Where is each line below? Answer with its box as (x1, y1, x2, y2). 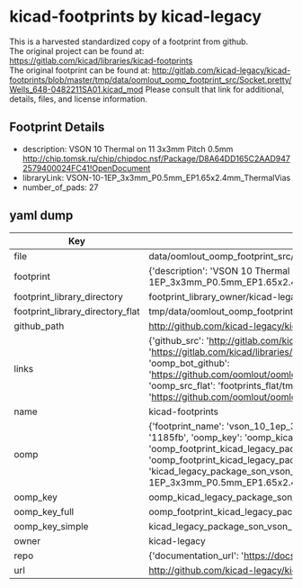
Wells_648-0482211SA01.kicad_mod (9, 84, 144, 95)
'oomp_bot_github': (147, 357, 230, 369)
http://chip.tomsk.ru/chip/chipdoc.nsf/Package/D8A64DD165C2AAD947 (22, 153, 290, 164)
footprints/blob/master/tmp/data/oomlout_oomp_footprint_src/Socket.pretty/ (9, 74, 292, 85)
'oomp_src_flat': (147, 379, 216, 392)
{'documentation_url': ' (147, 549, 244, 562)
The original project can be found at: (9, 45, 145, 56)
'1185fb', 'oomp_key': (147, 430, 243, 443)
